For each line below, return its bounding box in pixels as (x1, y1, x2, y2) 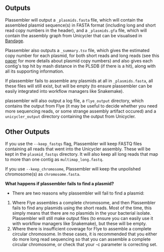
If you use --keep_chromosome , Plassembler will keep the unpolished (5, 166, 141, 171)
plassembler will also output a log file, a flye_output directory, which (5, 98, 144, 104)
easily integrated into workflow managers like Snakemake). (5, 88, 124, 94)
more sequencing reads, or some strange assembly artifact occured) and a (5, 108, 157, 114)
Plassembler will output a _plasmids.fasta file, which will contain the (5, 17, 143, 23)
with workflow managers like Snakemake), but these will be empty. (12, 221, 147, 226)
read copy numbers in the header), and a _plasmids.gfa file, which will (5, 27, 147, 33)
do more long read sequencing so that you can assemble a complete (12, 236, 151, 242)
